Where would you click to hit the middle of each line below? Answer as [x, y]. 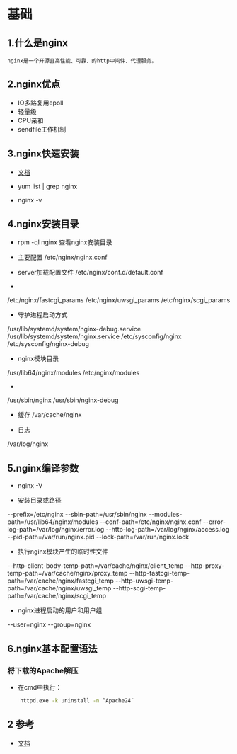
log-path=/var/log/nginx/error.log [56, 530]
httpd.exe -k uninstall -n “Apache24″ [77, 701]
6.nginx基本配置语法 [52, 649]
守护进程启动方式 [42, 315]
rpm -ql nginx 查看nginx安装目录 [65, 242]
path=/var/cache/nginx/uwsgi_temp [59, 588]
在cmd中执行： [40, 687]
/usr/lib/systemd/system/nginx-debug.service [74, 329]
